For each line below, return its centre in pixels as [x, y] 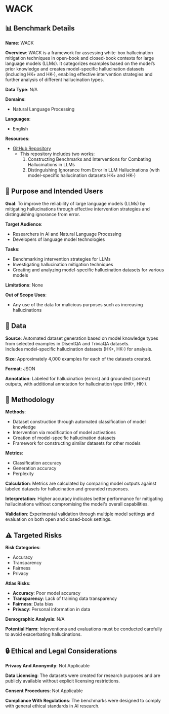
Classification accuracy [37, 463]
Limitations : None [24, 285]
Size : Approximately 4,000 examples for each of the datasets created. [78, 359]
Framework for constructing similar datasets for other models [76, 443]
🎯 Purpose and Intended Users [54, 191]
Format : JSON [20, 369]
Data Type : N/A [22, 90]
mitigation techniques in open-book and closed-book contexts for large [80, 58]
